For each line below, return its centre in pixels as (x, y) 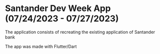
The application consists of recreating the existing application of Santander (80, 32)
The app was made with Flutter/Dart (41, 46)
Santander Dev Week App (58, 8)
